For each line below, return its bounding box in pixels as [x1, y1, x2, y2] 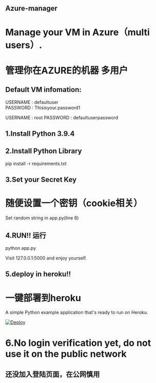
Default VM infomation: [5, 85, 82, 94]
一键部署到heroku [5, 292, 81, 304]
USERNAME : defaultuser [5, 99, 59, 105]
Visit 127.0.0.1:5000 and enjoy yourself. [5, 254, 87, 261]
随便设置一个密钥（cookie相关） [5, 197, 143, 209]
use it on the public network [5, 348, 127, 360]
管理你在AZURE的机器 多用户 [5, 64, 128, 76]
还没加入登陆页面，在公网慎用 [5, 370, 100, 378]
